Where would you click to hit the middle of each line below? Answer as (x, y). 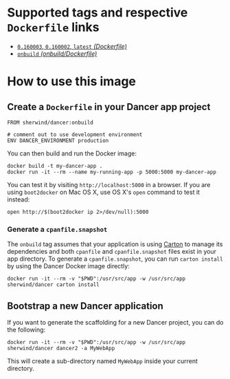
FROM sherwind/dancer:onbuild (50, 122)
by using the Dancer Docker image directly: (69, 266)
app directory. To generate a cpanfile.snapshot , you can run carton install (115, 259)
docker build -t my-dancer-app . (55, 166)
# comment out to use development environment (75, 134)
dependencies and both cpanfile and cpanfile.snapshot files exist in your (112, 252)
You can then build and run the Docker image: (72, 153)
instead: (19, 199)
